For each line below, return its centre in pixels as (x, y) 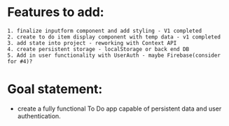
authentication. (39, 115)
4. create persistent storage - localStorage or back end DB (98, 49)
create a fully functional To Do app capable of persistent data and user (119, 108)
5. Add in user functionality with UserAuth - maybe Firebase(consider (114, 55)
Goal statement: (55, 89)
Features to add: (56, 12)
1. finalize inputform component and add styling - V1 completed (104, 31)
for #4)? (20, 61)
